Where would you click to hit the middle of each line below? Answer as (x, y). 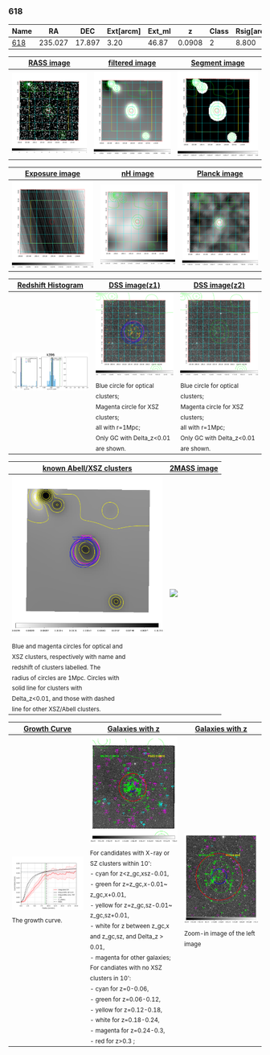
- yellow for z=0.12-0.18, (126, 1010)
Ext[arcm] (124, 31)
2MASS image (194, 468)
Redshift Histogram (51, 285)
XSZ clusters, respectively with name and (69, 657)
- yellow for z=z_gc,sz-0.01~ (131, 905)
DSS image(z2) (219, 285)
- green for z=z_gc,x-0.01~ (129, 884)
